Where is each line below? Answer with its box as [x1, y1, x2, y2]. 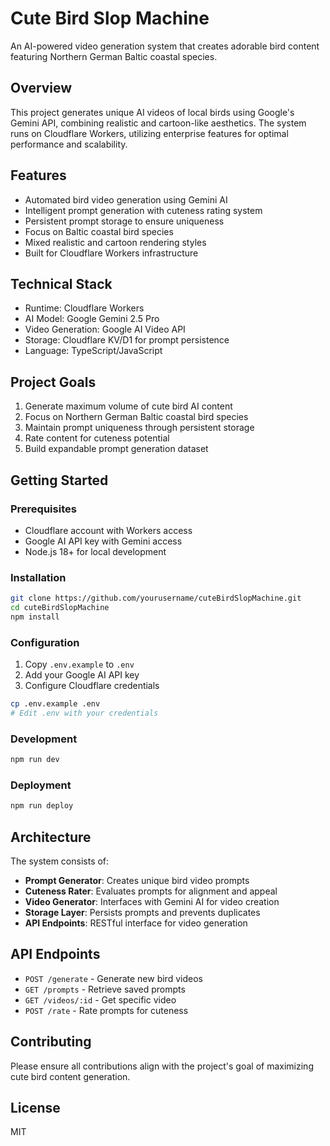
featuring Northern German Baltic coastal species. [10, 50, 218, 62]
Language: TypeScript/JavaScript [24, 345, 163, 357]
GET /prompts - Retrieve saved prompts [24, 983, 186, 995]
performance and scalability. [10, 138, 128, 150]
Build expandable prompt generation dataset [24, 443, 209, 455]
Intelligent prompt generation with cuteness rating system [24, 204, 263, 216]
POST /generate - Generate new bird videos [24, 972, 203, 984]
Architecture [10, 828, 92, 846]
